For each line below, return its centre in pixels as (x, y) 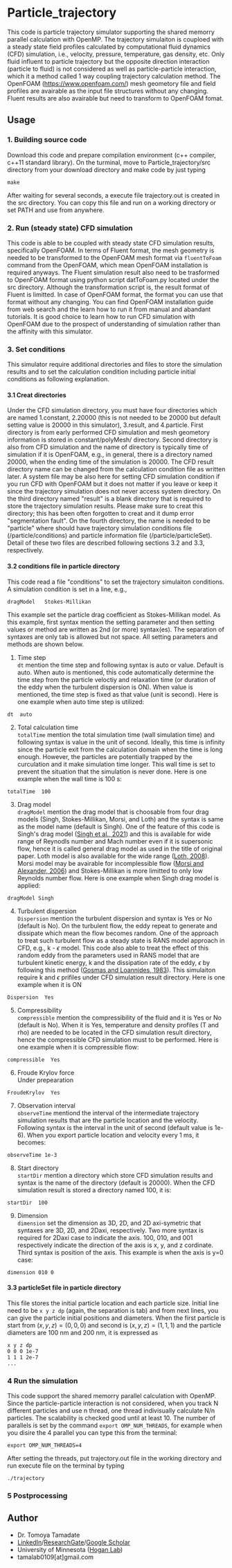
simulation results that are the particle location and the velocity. (108, 1120)
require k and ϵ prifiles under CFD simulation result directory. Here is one (121, 977)
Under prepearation (45, 1080)
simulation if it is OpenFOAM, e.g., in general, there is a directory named (110, 455)
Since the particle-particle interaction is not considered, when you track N (113, 1403)
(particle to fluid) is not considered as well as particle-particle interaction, (112, 69)
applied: (29, 885)
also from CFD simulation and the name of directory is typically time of (108, 447)
